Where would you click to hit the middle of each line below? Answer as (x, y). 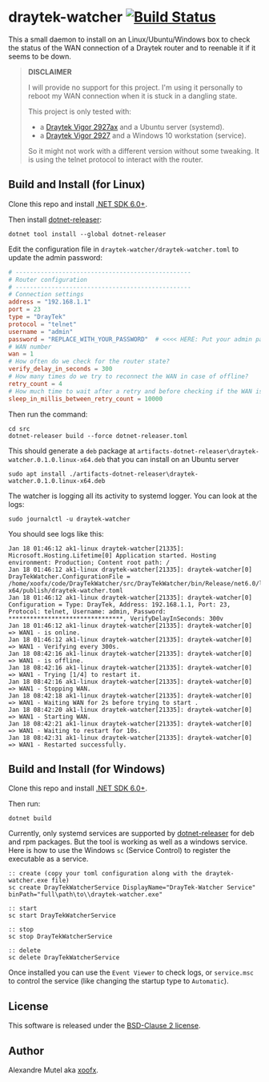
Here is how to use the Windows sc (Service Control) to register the (119, 851)
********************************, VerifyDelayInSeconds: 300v (116, 618)
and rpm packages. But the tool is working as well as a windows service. (128, 842)
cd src (19, 428)
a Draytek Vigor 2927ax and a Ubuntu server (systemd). (132, 127)
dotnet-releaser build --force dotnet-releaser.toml (98, 436)
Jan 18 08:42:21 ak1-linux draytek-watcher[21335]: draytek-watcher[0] (130, 724)
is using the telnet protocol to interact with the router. (115, 159)
